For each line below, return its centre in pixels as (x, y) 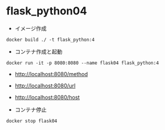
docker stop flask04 (32, 121)
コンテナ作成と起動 (39, 52)
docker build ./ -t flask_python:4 (51, 40)
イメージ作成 (30, 28)
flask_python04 (47, 11)
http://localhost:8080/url (45, 86)
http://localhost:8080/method (51, 74)
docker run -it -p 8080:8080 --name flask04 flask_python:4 (83, 63)
